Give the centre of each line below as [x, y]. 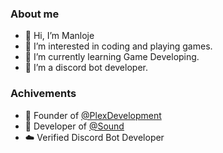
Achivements [43, 94]
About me [35, 14]
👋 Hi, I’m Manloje [59, 36]
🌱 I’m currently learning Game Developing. [112, 57]
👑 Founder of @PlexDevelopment [93, 115]
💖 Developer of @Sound [74, 126]
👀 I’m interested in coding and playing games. [118, 46]
